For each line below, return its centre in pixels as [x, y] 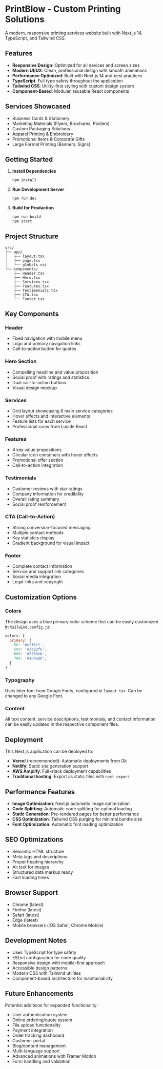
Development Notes [36, 941]
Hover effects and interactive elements [51, 416]
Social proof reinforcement [39, 504]
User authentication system [40, 1015]
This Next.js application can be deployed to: [49, 751]
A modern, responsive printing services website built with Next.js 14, [74, 33]
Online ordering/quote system [42, 1020]
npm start [22, 221]
